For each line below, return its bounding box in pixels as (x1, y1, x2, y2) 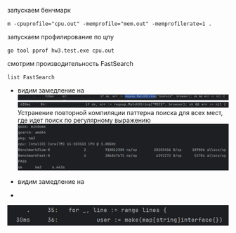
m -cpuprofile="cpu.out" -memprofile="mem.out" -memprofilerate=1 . (7, 20, 212, 27)
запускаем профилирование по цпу (7, 33, 114, 41)
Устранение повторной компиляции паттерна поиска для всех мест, (17, 109, 223, 116)
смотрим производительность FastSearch (7, 60, 133, 67)
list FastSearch (7, 74, 55, 81)
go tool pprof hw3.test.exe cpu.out (7, 47, 114, 54)
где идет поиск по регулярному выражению (17, 116, 151, 124)
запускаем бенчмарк (7, 6, 72, 14)
